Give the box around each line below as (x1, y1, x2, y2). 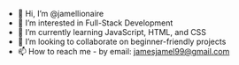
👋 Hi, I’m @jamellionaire (17, 9, 104, 18)
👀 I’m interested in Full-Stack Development (17, 18, 173, 28)
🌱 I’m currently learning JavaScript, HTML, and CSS (17, 27, 206, 37)
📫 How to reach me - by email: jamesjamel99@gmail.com (17, 47, 230, 56)
